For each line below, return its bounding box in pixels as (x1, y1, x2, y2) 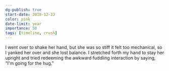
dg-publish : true (5, 7, 42, 12)
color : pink (5, 16, 30, 21)
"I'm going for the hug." (5, 60, 54, 66)
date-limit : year (5, 21, 42, 26)
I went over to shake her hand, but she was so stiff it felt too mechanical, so (5, 44, 162, 50)
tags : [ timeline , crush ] (5, 30, 58, 35)
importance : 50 (5, 26, 37, 31)
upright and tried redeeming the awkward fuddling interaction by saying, (5, 55, 156, 60)
